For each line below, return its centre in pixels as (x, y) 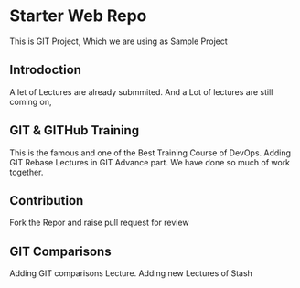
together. (27, 172)
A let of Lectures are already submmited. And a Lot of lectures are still (141, 91)
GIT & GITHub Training (75, 130)
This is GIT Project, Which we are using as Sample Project (119, 41)
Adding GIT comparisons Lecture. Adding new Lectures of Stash (131, 273)
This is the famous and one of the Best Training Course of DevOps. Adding (150, 153)
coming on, (31, 101)
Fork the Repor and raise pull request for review (99, 223)
